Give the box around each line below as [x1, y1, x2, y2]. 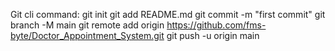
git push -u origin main [166, 30, 260, 41]
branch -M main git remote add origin [10, 19, 165, 31]
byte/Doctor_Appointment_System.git [10, 30, 165, 41]
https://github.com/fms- [166, 19, 267, 31]
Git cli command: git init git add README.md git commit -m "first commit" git [10, 9, 326, 20]
